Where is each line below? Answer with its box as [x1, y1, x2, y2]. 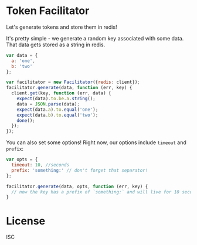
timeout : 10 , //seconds [11, 162, 69, 168]
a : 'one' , [11, 57, 35, 64]
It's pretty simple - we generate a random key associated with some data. [6, 35, 184, 42]
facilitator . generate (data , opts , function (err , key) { [6, 183, 148, 189]
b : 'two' [11, 63, 33, 69]
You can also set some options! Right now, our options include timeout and [6, 139, 186, 146]
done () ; [16, 117, 35, 124]
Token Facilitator [6, 4, 90, 18]
